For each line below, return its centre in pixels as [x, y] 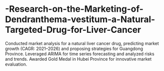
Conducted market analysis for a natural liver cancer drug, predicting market [82, 43]
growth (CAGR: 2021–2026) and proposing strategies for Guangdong [74, 48]
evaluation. [16, 64]
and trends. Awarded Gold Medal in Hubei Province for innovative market [78, 59]
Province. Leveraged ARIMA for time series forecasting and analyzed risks [80, 54]
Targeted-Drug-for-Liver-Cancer [73, 30]
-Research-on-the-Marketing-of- [74, 9]
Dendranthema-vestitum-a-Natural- [80, 19]
